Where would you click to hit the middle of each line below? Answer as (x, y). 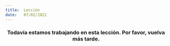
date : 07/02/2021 (26, 15)
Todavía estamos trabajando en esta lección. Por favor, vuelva (86, 33)
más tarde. (86, 39)
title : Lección (23, 10)
